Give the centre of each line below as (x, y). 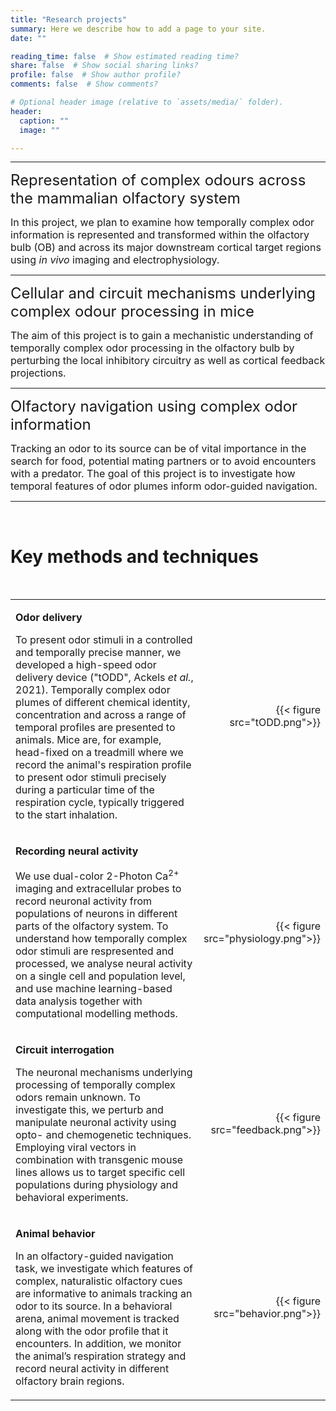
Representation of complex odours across (158, 180)
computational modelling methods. (96, 1013)
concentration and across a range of (101, 715)
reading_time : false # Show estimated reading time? (125, 56)
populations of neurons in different (96, 913)
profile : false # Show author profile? (96, 75)
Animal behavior (55, 1233)
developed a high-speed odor (86, 665)
